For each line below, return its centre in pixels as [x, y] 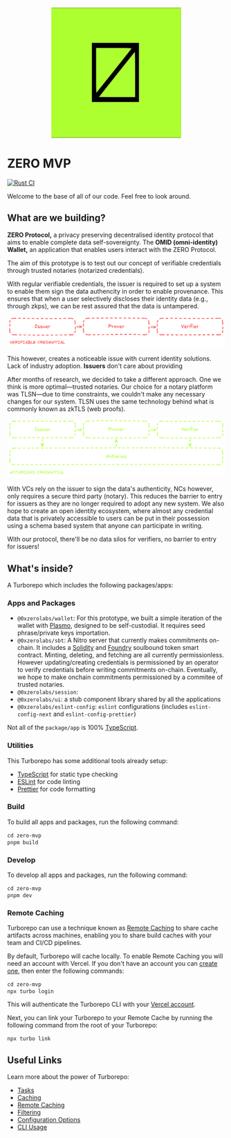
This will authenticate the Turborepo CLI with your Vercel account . [101, 1005]
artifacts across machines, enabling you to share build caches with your [110, 935]
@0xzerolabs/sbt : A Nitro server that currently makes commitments [112, 640]
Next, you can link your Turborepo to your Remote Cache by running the [110, 1018]
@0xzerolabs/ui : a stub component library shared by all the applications [119, 699]
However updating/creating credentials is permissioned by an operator [118, 662]
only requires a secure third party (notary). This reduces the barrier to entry [115, 496]
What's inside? [40, 568]
